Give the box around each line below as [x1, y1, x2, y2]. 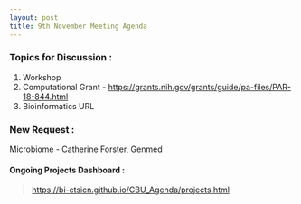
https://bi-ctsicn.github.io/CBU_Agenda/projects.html [31, 184, 230, 195]
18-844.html [22, 91, 69, 102]
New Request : [9, 123, 75, 135]
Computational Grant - [22, 81, 107, 92]
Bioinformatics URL [22, 100, 95, 111]
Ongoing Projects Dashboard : [9, 164, 125, 175]
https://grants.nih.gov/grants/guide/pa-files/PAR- [108, 81, 292, 92]
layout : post [9, 13, 59, 23]
